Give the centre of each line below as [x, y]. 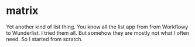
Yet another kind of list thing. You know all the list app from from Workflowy [97, 27]
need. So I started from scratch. [45, 39]
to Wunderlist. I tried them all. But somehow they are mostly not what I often [98, 32]
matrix [22, 11]
